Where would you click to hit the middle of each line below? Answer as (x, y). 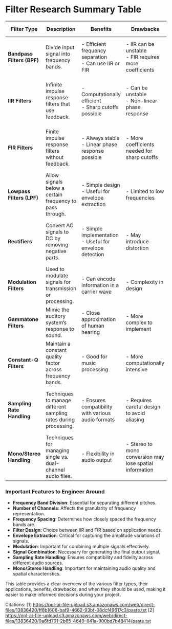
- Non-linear (142, 100)
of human (93, 326)
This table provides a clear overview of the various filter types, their (77, 584)
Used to (55, 269)
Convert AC (59, 225)
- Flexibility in (98, 454)
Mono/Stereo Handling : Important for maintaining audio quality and (84, 568)
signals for (58, 282)
